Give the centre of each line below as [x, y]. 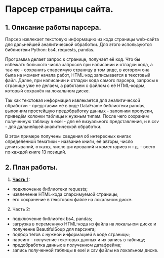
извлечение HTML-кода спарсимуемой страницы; [65, 194]
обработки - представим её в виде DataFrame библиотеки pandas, [75, 106]
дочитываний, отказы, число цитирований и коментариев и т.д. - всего [80, 147]
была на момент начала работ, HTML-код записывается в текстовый [78, 75]
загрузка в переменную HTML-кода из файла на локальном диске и [84, 224]
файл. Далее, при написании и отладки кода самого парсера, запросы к [82, 80]
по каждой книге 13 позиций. [36, 152]
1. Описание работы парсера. [53, 27]
